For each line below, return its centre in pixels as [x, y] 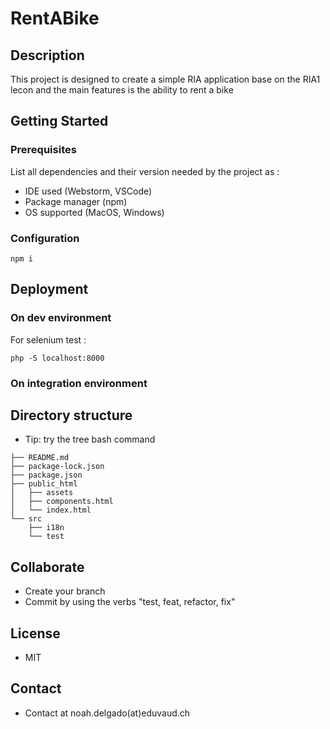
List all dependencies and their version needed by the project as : [145, 171]
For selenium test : [48, 339]
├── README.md [40, 458]
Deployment [49, 289]
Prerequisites [43, 150]
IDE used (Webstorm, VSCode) [88, 191]
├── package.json [46, 475]
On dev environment [61, 318]
